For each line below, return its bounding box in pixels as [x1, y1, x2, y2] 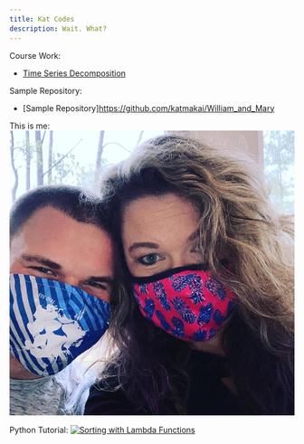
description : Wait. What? [9, 24, 107, 33]
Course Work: [9, 50, 62, 61]
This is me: [9, 120, 51, 131]
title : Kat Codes [9, 14, 75, 24]
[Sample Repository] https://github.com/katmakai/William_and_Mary [22, 102, 275, 113]
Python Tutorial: [9, 424, 69, 435]
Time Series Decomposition [22, 68, 127, 79]
